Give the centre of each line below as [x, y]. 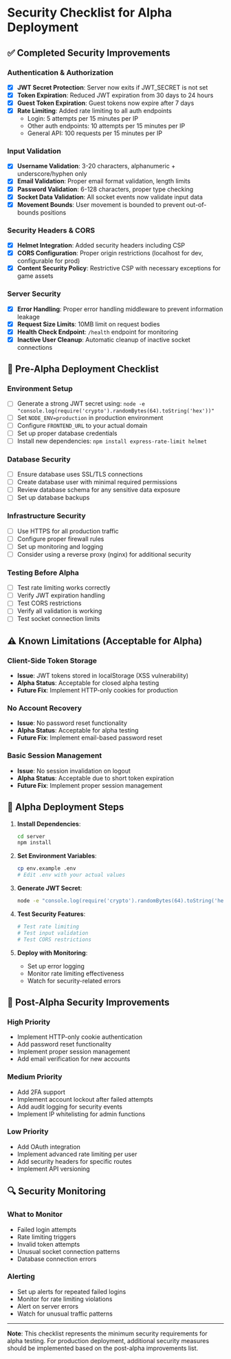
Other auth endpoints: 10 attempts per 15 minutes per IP [106, 126]
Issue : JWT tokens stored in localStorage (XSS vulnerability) [103, 676]
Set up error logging [56, 966]
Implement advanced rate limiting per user [77, 1154]
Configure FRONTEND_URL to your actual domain [82, 425]
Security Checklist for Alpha [90, 13]
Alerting [21, 1276]
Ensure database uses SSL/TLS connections [80, 475]
